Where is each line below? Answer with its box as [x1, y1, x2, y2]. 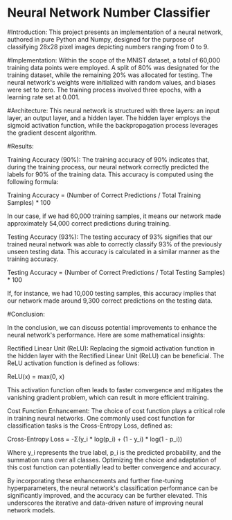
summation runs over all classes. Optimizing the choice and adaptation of [7, 455, 217, 464]
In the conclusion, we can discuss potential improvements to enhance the [7, 323, 217, 331]
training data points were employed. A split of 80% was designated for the [7, 63, 220, 72]
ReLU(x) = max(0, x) [7, 372, 65, 380]
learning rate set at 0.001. [7, 92, 80, 101]
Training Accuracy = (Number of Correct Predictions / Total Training [7, 191, 202, 199]
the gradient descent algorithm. [7, 128, 97, 137]
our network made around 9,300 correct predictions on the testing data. [7, 296, 213, 305]
